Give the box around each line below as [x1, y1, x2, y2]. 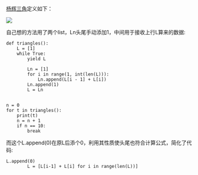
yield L [27, 56, 46, 62]
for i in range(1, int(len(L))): [27, 71, 110, 77]
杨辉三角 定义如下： [6, 5, 53, 12]
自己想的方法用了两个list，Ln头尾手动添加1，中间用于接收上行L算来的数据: [6, 29, 186, 35]
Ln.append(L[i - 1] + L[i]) [37, 77, 107, 82]
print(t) [16, 113, 38, 118]
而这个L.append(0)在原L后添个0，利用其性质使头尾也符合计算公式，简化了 [6, 139, 187, 146]
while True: [16, 51, 46, 57]
